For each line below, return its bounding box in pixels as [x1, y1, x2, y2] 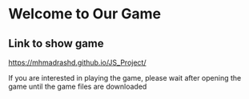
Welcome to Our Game [8, 5, 162, 23]
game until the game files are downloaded [8, 81, 147, 91]
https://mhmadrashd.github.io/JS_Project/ [8, 57, 147, 67]
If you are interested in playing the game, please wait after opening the [8, 73, 242, 82]
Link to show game [8, 37, 104, 50]
